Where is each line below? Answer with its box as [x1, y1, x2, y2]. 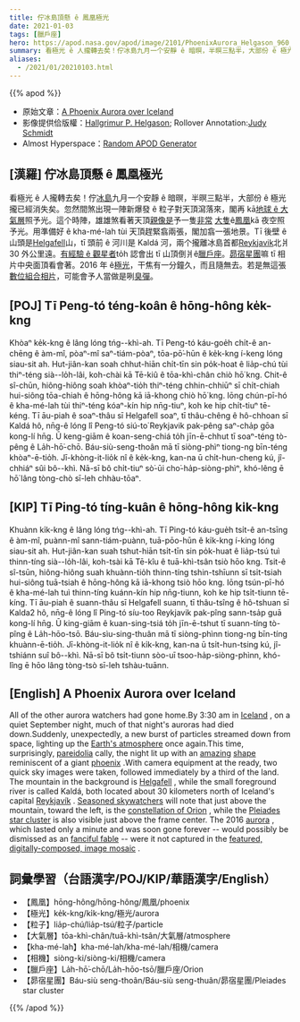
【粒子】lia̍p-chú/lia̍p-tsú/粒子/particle [21, 919, 163, 930]
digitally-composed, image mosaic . [9, 843, 141, 854]
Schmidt [21, 127, 54, 138]
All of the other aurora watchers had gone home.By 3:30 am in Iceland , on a [9, 709, 291, 721]
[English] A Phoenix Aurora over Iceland [9, 686, 237, 701]
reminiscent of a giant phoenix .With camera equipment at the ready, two [9, 758, 278, 769]
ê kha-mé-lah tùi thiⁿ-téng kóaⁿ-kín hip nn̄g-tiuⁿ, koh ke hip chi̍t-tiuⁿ [9, 399, 259, 410]
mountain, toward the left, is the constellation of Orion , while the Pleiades [9, 805, 281, 816]
